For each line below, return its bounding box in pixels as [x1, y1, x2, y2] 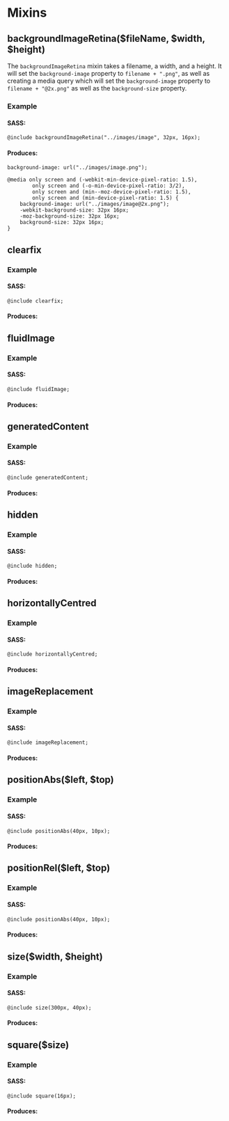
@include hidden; [7, 562, 58, 570]
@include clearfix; [7, 297, 64, 304]
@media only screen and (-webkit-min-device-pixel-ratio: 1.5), [7, 176, 198, 184]
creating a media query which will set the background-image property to [7, 77, 211, 85]
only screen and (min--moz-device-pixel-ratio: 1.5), [32, 189, 191, 196]
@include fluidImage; [7, 385, 70, 392]
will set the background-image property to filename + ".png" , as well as [7, 70, 210, 77]
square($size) [7, 1039, 70, 1051]
